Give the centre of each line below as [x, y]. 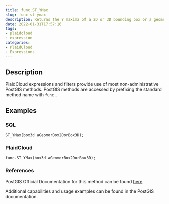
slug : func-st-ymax [26, 15]
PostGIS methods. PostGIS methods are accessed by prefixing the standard [83, 89]
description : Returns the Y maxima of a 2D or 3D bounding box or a [78, 19]
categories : [18, 43]
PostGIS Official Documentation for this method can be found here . [75, 181]
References [20, 171]
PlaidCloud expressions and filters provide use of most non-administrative [82, 84]
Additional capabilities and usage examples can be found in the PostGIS [80, 191]
